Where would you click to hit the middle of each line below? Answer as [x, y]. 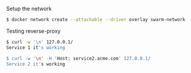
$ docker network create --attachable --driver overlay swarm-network [96, 20]
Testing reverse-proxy [33, 31]
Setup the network [29, 9]
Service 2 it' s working [36, 64]
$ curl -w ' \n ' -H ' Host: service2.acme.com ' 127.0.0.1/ [78, 58]
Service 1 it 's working [36, 47]
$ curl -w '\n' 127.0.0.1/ [40, 42]
